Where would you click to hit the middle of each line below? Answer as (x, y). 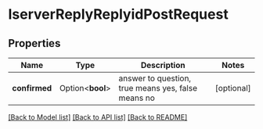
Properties (34, 43)
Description (163, 65)
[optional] (233, 88)
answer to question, (155, 78)
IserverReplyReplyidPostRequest (118, 14)
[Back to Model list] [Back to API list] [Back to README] (98, 117)
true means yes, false (158, 88)
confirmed (32, 88)
